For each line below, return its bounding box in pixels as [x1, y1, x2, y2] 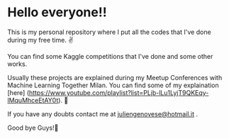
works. [7, 60, 28, 68]
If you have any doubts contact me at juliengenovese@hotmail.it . [7, 109, 199, 118]
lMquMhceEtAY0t [7, 96, 59, 104]
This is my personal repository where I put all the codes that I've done [7, 28, 211, 36]
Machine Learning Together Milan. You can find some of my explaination [7, 81, 220, 89]
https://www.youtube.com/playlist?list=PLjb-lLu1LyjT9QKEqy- [28, 88, 209, 96]
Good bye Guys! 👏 [7, 123, 59, 132]
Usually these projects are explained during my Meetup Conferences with [7, 73, 223, 82]
